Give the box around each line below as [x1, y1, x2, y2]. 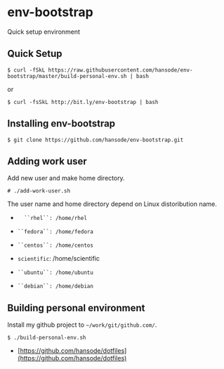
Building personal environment [7, 302, 145, 313]
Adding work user [7, 155, 88, 167]
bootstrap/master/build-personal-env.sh [7, 72, 128, 79]
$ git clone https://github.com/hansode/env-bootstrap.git [7, 136, 184, 143]
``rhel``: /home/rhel [24, 215, 88, 222]
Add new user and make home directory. [7, 174, 125, 183]
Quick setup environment [7, 27, 81, 36]
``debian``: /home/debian [17, 283, 93, 290]
